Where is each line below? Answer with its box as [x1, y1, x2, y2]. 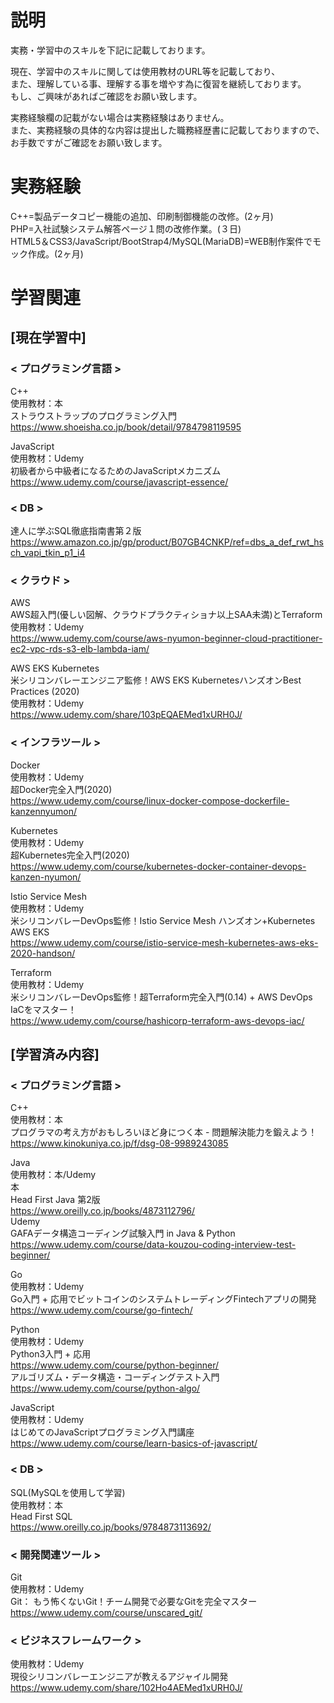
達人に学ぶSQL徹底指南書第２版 [10, 525, 142, 537]
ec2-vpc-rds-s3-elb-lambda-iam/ [10, 643, 150, 655]
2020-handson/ [10, 947, 76, 959]
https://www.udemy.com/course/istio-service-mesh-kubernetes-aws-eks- [10, 936, 319, 948]
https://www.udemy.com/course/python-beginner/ [10, 1359, 220, 1371]
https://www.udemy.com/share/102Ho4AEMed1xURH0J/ [10, 1682, 243, 1694]
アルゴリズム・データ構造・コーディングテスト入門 [10, 1371, 220, 1383]
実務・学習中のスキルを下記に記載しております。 [10, 44, 211, 56]
